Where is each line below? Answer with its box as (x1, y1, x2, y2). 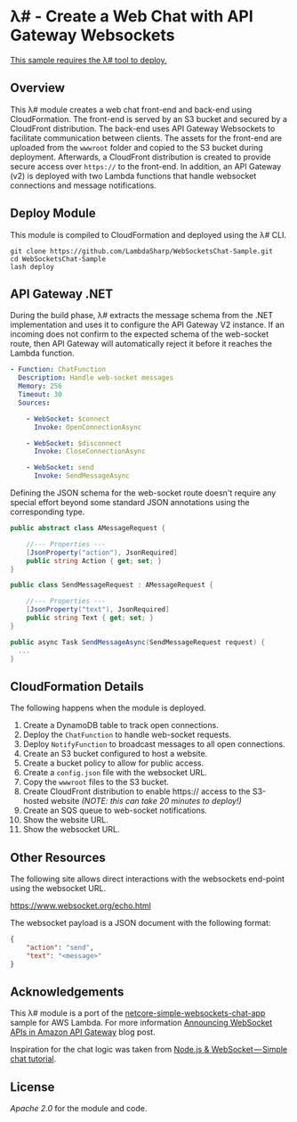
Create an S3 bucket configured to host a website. (22, 749, 208, 759)
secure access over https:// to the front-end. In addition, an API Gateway (10, 160, 282, 171)
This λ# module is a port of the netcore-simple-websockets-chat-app (10, 1008, 266, 1019)
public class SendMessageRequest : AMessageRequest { (10, 581, 214, 590)
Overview (10, 80, 66, 95)
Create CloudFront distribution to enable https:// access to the (22, 786, 251, 797)
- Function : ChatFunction (10, 365, 106, 374)
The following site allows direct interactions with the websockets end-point (10, 873, 285, 884)
